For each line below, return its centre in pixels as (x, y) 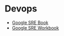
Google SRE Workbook (35, 27)
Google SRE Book (30, 22)
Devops (21, 9)
